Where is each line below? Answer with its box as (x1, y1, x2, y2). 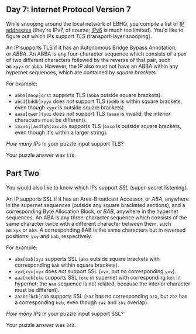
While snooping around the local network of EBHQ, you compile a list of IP (6, 20, 185, 27)
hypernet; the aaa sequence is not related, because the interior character (14, 280, 191, 287)
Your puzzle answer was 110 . (6, 151, 76, 159)
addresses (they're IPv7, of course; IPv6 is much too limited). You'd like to (6, 26, 184, 33)
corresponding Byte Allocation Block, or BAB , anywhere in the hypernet (6, 208, 178, 215)
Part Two (6, 168, 40, 178)
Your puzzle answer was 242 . (6, 321, 76, 328)
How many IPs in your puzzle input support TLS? (6, 140, 124, 147)
